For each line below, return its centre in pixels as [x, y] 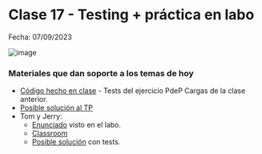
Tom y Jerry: [41, 116]
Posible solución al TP [56, 108]
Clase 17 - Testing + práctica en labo [131, 15]
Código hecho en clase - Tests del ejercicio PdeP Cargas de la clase [133, 91]
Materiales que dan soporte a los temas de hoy [101, 73]
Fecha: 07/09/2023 [40, 37]
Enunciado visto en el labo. [77, 125]
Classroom [50, 133]
